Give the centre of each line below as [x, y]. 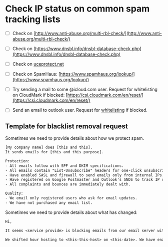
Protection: [17, 161]
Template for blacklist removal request [67, 126]
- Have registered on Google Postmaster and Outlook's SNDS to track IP [82, 180]
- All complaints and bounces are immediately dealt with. [68, 184]
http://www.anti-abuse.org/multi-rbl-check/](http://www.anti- [98, 33]
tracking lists [33, 19]
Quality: [14, 193]
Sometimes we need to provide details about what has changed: [71, 212]
